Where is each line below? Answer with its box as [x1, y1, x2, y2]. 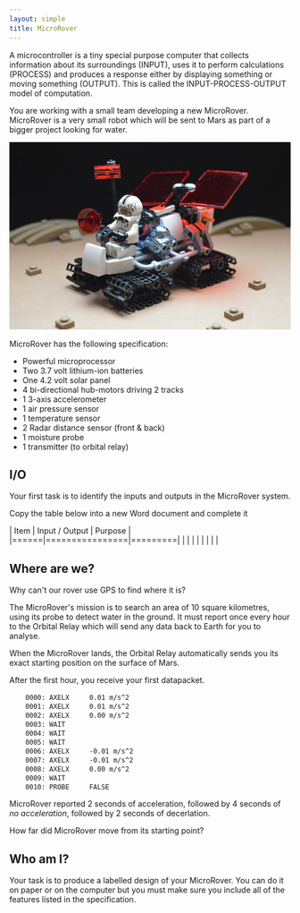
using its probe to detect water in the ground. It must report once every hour [9, 611, 290, 622]
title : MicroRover [9, 23, 78, 33]
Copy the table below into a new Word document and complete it [9, 508, 248, 519]
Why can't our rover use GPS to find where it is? [9, 584, 186, 595]
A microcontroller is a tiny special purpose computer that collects [9, 49, 250, 60]
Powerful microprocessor [21, 355, 116, 366]
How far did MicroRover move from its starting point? [9, 825, 204, 836]
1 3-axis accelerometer [21, 394, 107, 405]
